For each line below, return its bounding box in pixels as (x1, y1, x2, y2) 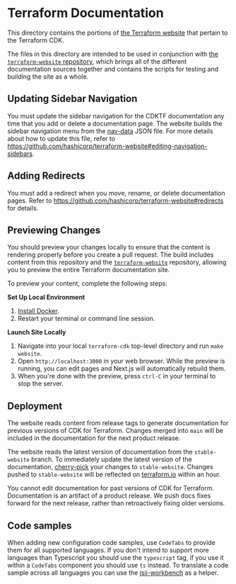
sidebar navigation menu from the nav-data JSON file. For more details (7, 126, 213, 135)
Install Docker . (17, 307, 59, 315)
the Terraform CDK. (7, 35, 65, 44)
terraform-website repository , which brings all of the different (7, 57, 187, 65)
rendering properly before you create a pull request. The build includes (7, 250, 214, 259)
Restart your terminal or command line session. (17, 314, 155, 323)
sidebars (7, 149, 33, 157)
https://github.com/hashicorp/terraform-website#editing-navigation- (7, 142, 208, 150)
